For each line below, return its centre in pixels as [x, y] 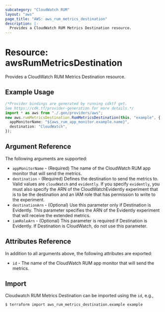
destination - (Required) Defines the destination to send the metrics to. [85, 178]
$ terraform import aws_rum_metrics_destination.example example [74, 305]
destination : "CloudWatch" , [39, 127]
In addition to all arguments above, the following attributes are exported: [79, 253]
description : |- [22, 23]
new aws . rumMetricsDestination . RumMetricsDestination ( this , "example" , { [83, 117]
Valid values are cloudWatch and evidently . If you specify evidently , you [86, 184]
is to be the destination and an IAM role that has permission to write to [84, 194]
